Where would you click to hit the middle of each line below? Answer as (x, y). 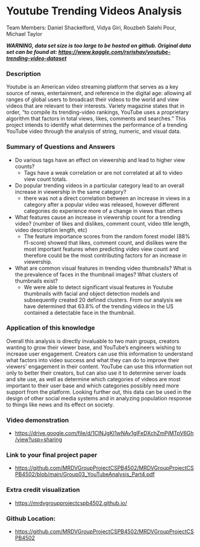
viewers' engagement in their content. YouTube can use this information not (99, 366)
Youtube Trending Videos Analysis (94, 11)
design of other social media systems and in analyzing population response (99, 398)
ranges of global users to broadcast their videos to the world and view (93, 99)
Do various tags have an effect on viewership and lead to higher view (100, 160)
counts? (24, 166)
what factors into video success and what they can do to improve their (93, 360)
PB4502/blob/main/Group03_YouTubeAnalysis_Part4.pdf (85, 475)
